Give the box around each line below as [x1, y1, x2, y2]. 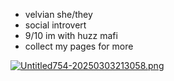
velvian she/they [24, 9, 93, 20]
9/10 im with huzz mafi [24, 30, 118, 41]
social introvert [24, 19, 87, 31]
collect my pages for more [24, 40, 134, 52]
